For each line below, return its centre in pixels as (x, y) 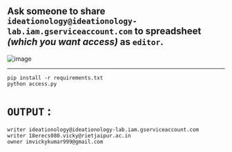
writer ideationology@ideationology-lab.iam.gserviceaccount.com (103, 130)
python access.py (32, 84)
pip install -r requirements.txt (55, 78)
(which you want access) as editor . (85, 42)
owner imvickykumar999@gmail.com (55, 142)
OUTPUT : (29, 111)
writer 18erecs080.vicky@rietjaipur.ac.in (69, 135)
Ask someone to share (56, 11)
